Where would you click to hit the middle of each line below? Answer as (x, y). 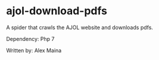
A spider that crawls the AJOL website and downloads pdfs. (80, 27)
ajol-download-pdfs (57, 11)
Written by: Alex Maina (34, 50)
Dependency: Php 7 (30, 39)
